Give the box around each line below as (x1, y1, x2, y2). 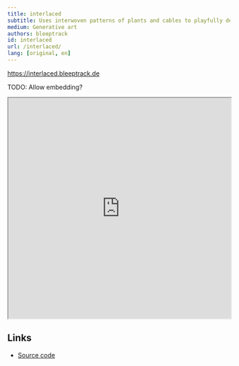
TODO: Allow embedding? (7, 83, 83, 91)
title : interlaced (7, 10, 62, 18)
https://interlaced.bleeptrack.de (7, 69, 100, 78)
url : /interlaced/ (7, 43, 62, 50)
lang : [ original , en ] (7, 50, 71, 57)
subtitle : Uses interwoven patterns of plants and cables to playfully (7, 17, 223, 24)
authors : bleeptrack (7, 30, 69, 37)
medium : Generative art (7, 23, 78, 30)
